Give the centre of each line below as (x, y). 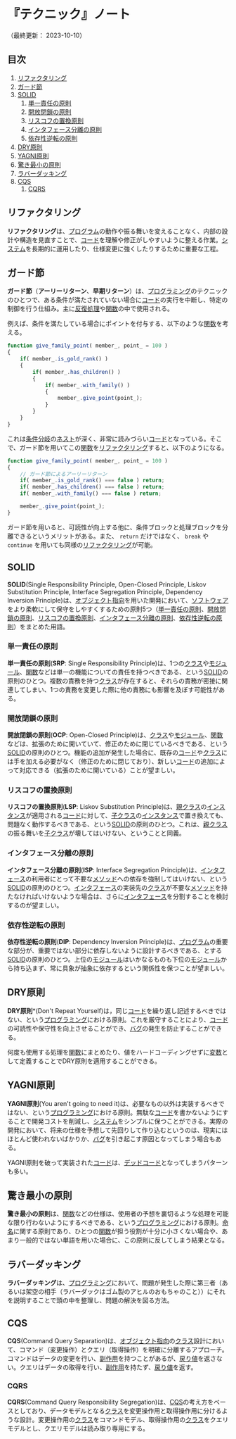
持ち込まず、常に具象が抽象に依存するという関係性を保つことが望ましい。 (121, 968)
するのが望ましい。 (35, 905)
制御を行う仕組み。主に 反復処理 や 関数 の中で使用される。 (90, 309)
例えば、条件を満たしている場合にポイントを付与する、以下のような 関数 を (115, 324)
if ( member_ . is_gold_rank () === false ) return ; (92, 480)
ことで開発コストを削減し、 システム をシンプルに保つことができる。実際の (120, 1121)
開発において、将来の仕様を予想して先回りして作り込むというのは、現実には (118, 1130)
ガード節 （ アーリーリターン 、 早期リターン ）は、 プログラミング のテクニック (118, 291)
